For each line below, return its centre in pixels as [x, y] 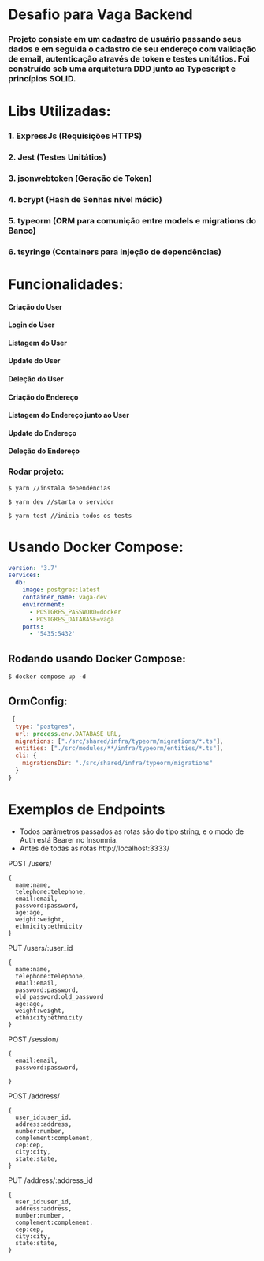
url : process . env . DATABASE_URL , [69, 734]
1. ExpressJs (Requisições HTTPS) [75, 136]
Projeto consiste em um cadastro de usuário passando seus [125, 39]
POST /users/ [30, 863]
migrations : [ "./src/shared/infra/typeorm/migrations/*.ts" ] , [119, 741]
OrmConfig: [38, 701]
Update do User [34, 361]
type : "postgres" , [46, 726]
